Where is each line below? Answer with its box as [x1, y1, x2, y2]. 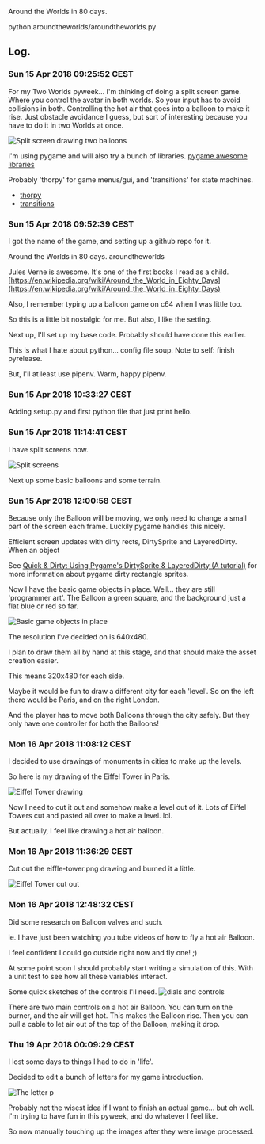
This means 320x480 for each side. [8, 671, 125, 681]
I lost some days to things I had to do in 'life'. [8, 1057, 153, 1066]
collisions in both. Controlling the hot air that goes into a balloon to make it [8, 103, 250, 113]
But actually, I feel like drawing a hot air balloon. [8, 826, 165, 836]
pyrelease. [8, 353, 43, 363]
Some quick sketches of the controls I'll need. [8, 986, 157, 997]
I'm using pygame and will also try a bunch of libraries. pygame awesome [8, 151, 248, 161]
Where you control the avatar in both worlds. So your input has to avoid [8, 95, 241, 105]
